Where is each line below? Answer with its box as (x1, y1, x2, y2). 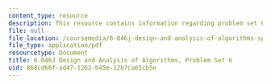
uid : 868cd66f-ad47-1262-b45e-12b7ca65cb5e (8, 64, 157, 72)
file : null (8, 26, 45, 34)
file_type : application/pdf (8, 42, 103, 50)
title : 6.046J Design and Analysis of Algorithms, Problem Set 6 (8, 57, 232, 65)
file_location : (8, 34, 60, 42)
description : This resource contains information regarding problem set (8, 19, 258, 27)
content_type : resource (8, 11, 89, 20)
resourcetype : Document (8, 49, 89, 57)
